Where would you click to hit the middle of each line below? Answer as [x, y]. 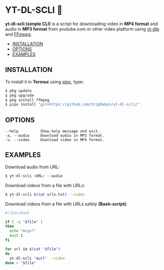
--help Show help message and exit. [52, 131]
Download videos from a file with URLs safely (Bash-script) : [66, 204]
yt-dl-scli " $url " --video [37, 258]
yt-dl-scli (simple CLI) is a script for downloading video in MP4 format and [82, 24]
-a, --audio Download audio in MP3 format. [55, 136]
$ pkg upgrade [20, 95]
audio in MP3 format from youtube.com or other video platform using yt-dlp [82, 29]
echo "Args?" [23, 231]
